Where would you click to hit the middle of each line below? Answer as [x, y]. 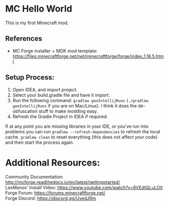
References [24, 39]
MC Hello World [39, 9]
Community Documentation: [35, 177]
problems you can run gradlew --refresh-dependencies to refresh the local [83, 131]
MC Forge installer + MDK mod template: [55, 50]
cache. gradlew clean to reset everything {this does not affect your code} [81, 137]
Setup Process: [30, 78]
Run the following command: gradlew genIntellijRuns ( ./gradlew [80, 100]
